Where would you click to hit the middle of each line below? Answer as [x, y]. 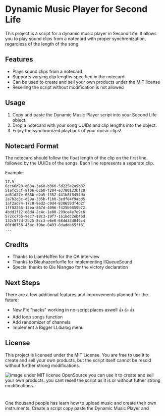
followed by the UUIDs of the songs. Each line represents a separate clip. [80, 163]
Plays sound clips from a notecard [47, 71]
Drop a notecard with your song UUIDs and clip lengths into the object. [84, 125]
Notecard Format [32, 146]
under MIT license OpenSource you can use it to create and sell [89, 375]
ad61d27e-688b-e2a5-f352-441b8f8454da [45, 195]
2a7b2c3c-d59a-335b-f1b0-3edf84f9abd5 [45, 199]
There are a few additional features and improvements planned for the [77, 295]
